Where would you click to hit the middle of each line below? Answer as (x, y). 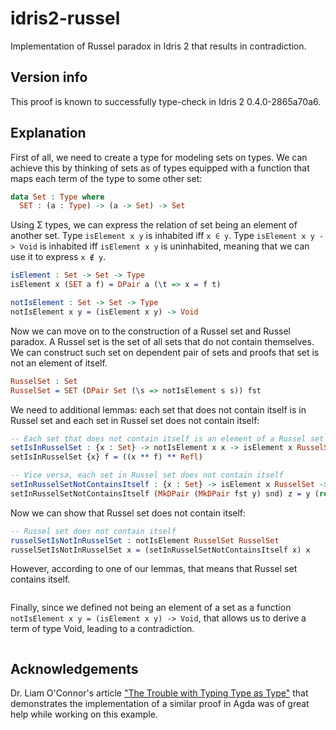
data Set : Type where (57, 197)
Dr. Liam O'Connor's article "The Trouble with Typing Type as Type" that (159, 693)
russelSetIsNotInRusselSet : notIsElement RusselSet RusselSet (145, 540)
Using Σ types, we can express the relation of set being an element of (154, 225)
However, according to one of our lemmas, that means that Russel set (154, 569)
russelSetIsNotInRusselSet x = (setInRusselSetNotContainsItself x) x (160, 550)
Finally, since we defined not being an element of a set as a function (151, 608)
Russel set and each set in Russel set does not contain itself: (135, 420)
